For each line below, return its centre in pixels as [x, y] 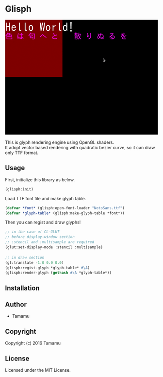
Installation [22, 288]
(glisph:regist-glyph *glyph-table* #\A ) [48, 268]
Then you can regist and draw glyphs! [43, 223]
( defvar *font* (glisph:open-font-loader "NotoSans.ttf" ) [65, 208]
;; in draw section [25, 257]
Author [16, 305]
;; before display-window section [40, 237]
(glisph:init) [19, 189]
